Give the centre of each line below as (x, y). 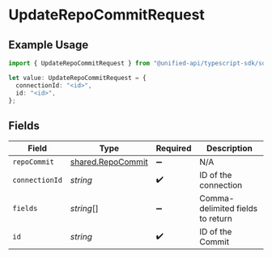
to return (216, 218)
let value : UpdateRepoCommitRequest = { (78, 78)
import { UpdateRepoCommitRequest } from (79, 63)
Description (229, 149)
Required (174, 149)
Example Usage (49, 45)
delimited (217, 209)
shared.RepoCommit (109, 162)
